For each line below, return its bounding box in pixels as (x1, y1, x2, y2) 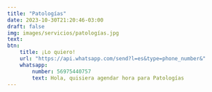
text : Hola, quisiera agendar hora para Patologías (32, 74, 185, 82)
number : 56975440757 (32, 68, 91, 75)
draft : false (7, 23, 45, 30)
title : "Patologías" (7, 10, 67, 17)
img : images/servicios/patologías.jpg (7, 29, 119, 37)
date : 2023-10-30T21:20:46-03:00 (7, 17, 104, 24)
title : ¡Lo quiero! (19, 49, 76, 56)
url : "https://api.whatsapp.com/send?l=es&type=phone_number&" (19, 55, 206, 62)
